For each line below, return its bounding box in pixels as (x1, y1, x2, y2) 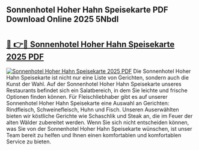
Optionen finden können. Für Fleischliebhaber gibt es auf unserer (6, 93, 168, 100)
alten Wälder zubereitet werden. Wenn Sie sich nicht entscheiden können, (6, 119, 189, 126)
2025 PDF (6, 51, 44, 62)
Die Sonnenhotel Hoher (133, 67, 191, 75)
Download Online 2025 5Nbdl (6, 14, 119, 25)
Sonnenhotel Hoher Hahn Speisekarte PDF (6, 5, 168, 15)
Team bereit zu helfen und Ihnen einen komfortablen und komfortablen (6, 132, 182, 139)
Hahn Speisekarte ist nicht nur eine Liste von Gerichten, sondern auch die (6, 74, 189, 81)
